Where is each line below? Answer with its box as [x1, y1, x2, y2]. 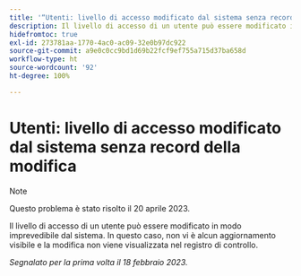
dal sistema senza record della [9, 136, 241, 157]
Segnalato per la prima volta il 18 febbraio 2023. [9, 256, 188, 267]
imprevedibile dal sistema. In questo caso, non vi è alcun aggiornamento [9, 229, 276, 240]
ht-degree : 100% [9, 72, 70, 81]
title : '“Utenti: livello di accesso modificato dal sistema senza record [9, 13, 295, 22]
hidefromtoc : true [9, 30, 78, 39]
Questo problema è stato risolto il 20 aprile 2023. [9, 203, 191, 213]
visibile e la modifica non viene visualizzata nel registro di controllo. [9, 239, 258, 250]
